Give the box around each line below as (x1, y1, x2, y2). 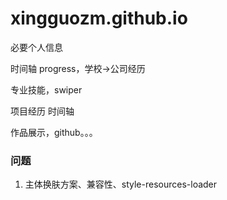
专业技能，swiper (10, 83, 83, 96)
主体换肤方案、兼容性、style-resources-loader (24, 178, 218, 191)
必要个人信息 (10, 41, 63, 53)
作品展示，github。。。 (10, 126, 98, 138)
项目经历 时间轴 (10, 105, 75, 117)
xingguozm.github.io (10, 7, 188, 30)
